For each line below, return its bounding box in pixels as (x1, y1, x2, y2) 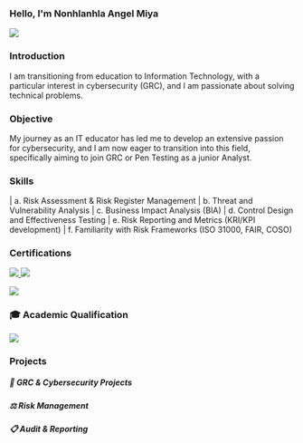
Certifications (9, 247, 72, 260)
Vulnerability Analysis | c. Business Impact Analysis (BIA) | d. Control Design (9, 205, 294, 216)
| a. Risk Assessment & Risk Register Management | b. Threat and (9, 196, 253, 207)
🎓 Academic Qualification (9, 309, 128, 322)
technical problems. (9, 90, 83, 101)
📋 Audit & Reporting (9, 424, 89, 435)
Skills (9, 175, 34, 188)
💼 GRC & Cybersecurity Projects (9, 377, 133, 388)
